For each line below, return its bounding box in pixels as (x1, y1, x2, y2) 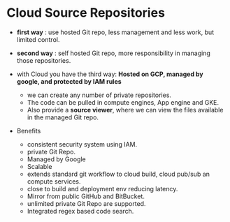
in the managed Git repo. (27, 113, 99, 121)
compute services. (27, 177, 81, 186)
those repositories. (16, 56, 71, 64)
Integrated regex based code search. (27, 207, 134, 215)
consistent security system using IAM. (27, 140, 138, 148)
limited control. (16, 35, 60, 43)
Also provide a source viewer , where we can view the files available (27, 105, 224, 114)
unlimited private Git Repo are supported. (27, 199, 146, 207)
